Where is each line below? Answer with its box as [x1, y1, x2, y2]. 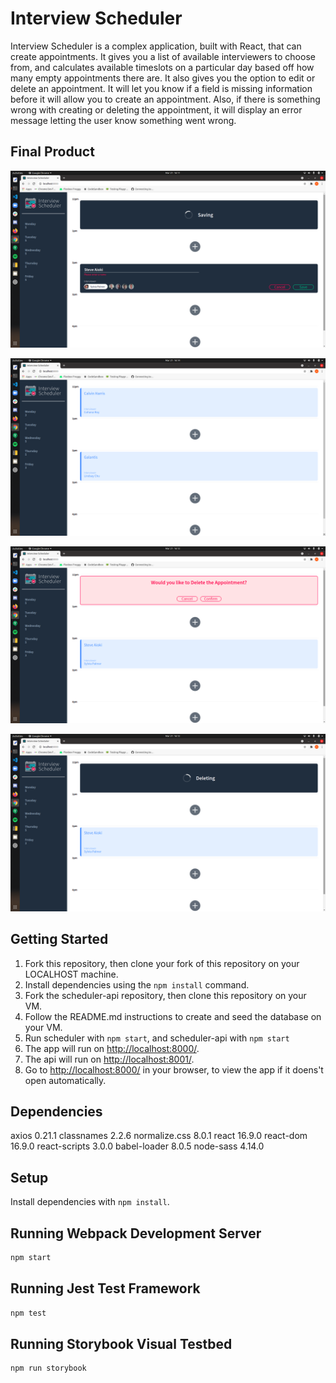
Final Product [10, 143, 95, 161]
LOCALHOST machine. [24, 968, 119, 980]
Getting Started [10, 931, 109, 948]
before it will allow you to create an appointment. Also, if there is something [10, 93, 321, 105]
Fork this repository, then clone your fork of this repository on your [24, 957, 300, 969]
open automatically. [24, 1074, 107, 1086]
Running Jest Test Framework [10, 1280, 201, 1297]
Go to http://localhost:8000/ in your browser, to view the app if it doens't [24, 1063, 324, 1076]
